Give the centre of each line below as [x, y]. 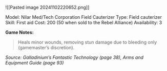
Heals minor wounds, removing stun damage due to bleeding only [87, 42]
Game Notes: [20, 32]
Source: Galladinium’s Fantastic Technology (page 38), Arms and [75, 57]
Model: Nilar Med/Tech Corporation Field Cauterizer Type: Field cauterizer [84, 17]
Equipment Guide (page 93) [35, 63]
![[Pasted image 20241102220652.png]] [47, 7]
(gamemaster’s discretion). [46, 47]
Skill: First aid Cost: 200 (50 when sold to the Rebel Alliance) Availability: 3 [84, 23]
